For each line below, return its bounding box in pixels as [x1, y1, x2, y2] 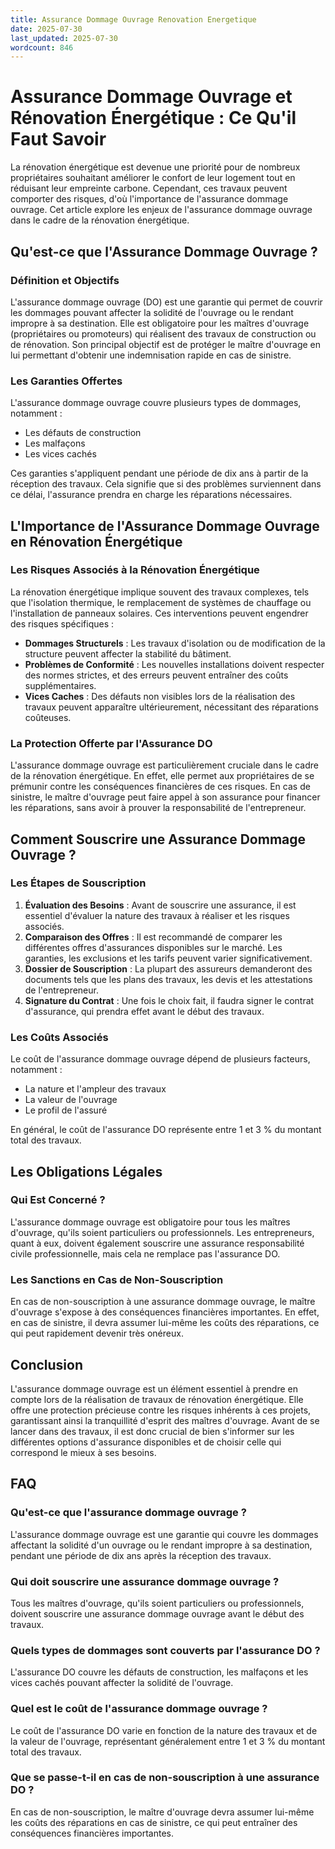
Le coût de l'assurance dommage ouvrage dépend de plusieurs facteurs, [10, 1053, 311, 1065]
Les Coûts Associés [10, 1030, 109, 1044]
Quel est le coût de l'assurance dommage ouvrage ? [10, 1702, 268, 1716]
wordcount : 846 [10, 42, 74, 53]
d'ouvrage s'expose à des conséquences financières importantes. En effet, [10, 1306, 320, 1318]
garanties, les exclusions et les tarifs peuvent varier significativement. [24, 952, 313, 964]
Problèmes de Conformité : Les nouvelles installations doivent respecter [24, 658, 325, 670]
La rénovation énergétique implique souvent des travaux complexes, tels [10, 586, 310, 598]
